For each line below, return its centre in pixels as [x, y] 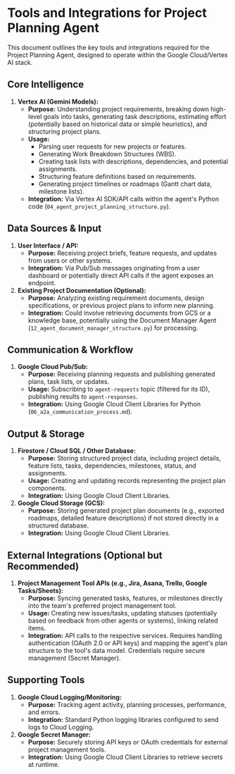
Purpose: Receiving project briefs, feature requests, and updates [122, 253]
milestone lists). [61, 191]
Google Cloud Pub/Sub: [52, 367]
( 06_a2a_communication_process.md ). [80, 412]
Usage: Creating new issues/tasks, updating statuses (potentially [122, 613]
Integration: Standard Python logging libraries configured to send [123, 719]
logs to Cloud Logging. [61, 727]
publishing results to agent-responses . [83, 397]
